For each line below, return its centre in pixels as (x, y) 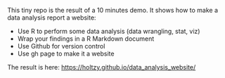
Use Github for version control (61, 46)
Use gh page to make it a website (66, 53)
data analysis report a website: (52, 18)
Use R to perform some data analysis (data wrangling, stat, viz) (109, 31)
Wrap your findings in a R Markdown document (86, 39)
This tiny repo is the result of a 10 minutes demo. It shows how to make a (113, 10)
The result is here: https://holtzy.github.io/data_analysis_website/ (102, 67)
